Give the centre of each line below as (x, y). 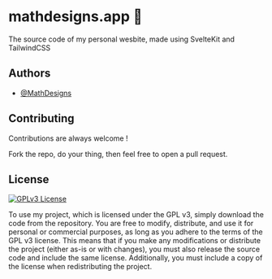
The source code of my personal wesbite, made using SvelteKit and (122, 39)
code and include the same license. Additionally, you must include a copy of (136, 258)
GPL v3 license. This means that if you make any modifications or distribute (135, 241)
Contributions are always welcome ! (68, 138)
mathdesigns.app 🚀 (76, 17)
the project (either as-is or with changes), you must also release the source (134, 249)
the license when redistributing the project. (80, 267)
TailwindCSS (30, 47)
